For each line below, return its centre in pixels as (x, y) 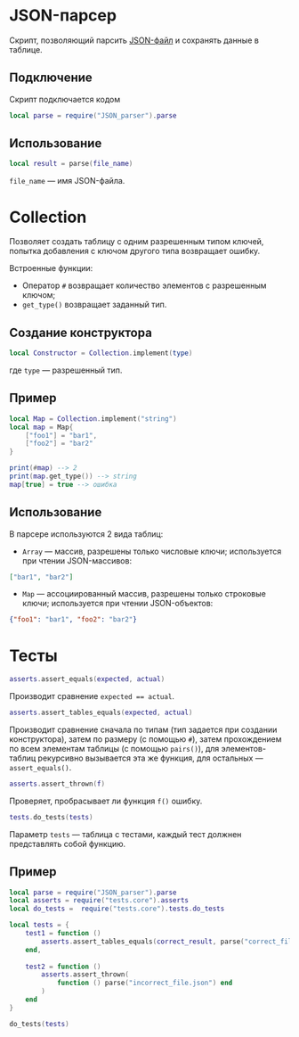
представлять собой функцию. (68, 844)
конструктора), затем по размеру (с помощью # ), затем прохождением (145, 739)
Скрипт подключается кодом (65, 99)
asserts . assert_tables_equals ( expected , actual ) (101, 713)
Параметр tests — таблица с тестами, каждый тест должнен (125, 834)
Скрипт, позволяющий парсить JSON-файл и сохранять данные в (134, 40)
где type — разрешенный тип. (66, 370)
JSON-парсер (63, 16)
